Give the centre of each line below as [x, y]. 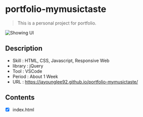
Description [24, 48]
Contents [20, 98]
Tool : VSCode [27, 71]
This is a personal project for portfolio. [57, 23]
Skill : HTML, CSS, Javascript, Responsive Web [61, 60]
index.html [23, 109]
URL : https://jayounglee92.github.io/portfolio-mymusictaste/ [75, 81]
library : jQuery [28, 65]
